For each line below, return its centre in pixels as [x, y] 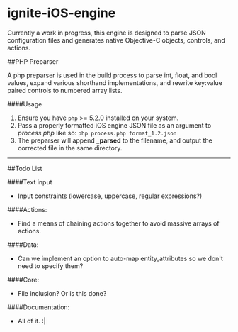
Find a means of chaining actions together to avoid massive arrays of [118, 223]
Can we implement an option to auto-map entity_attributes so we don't [120, 258]
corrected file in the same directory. [70, 148]
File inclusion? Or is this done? [62, 293]
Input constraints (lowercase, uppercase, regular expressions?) [110, 196]
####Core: [23, 280]
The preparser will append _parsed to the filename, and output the [115, 140]
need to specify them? [50, 266]
